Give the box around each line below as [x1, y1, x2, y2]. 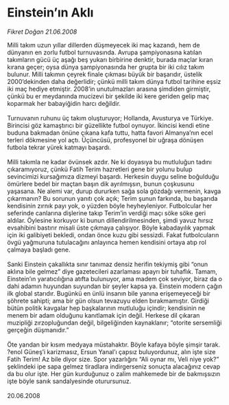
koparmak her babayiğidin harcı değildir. [7, 99, 121, 107]
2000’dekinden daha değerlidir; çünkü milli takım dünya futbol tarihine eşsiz [7, 77, 221, 85]
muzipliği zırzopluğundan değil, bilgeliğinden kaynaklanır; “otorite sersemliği [7, 318, 222, 327]
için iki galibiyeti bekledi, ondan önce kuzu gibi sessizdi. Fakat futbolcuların [7, 230, 219, 239]
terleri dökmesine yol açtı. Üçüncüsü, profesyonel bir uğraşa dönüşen [7, 135, 204, 144]
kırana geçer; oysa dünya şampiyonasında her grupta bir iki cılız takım [7, 63, 204, 71]
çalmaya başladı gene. [7, 245, 71, 254]
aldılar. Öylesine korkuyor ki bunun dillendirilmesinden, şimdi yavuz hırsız [7, 216, 214, 224]
